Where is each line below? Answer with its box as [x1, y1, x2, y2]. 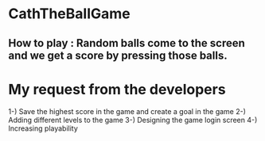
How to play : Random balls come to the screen [8, 36, 245, 50]
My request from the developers [8, 80, 226, 98]
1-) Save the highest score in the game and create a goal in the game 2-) [8, 106, 247, 116]
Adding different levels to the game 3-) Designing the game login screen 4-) [8, 115, 258, 124]
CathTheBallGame [8, 5, 131, 23]
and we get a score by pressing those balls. [8, 48, 228, 62]
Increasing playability [8, 124, 78, 133]
